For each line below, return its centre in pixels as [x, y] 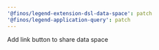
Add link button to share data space [58, 39]
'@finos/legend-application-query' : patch [69, 20]
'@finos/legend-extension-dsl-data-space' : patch [80, 13]
